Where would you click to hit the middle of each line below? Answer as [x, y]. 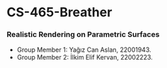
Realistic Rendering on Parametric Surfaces [83, 35]
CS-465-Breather [59, 12]
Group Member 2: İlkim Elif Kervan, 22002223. [85, 57]
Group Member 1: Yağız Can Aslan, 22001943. [84, 50]
